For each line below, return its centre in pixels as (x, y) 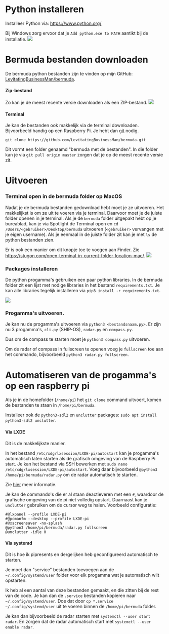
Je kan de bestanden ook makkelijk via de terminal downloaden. (72, 126)
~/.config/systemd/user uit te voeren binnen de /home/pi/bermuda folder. (81, 606)
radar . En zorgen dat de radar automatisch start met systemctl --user (78, 621)
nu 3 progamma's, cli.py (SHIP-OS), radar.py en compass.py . (69, 330)
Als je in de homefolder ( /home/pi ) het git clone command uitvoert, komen (83, 400)
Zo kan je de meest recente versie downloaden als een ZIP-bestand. (76, 103)
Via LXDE (15, 432)
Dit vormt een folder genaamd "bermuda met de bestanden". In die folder (81, 149)
